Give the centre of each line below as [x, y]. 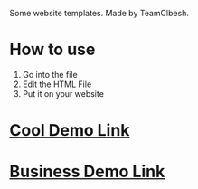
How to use [52, 50]
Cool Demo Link [70, 131]
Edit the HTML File [57, 84]
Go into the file [50, 74]
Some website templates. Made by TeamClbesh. [99, 13]
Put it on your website [63, 93]
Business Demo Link [87, 172]
